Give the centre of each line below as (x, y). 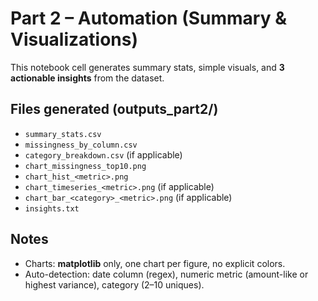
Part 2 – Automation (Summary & (148, 18)
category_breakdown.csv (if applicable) (103, 154)
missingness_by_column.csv (81, 145)
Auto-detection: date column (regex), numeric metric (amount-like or (166, 274)
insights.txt (52, 208)
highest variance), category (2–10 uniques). (114, 284)
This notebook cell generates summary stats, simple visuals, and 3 (147, 67)
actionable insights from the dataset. (87, 78)
